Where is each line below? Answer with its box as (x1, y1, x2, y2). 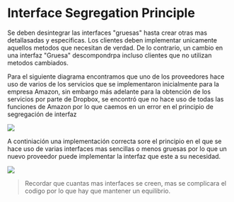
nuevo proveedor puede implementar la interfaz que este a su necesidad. (7, 152, 221, 160)
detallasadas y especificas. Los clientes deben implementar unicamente (7, 35, 218, 44)
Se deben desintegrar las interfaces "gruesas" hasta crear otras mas (7, 28, 207, 37)
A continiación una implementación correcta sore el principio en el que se (7, 137, 222, 145)
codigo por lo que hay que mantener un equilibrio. (24, 186, 171, 195)
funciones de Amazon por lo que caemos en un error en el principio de (7, 102, 213, 111)
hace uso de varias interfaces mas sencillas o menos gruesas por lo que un (7, 144, 228, 153)
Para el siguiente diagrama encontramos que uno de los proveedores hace (7, 72, 225, 81)
